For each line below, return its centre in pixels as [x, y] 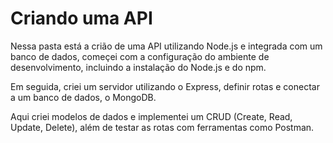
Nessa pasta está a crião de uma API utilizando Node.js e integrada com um [166, 46]
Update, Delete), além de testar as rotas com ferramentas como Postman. [162, 127]
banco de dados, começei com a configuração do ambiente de [140, 56]
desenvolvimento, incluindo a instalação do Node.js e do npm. [138, 67]
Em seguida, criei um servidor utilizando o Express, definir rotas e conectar [165, 86]
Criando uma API [81, 18]
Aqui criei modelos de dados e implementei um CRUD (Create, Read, [151, 116]
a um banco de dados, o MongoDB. [83, 97]
